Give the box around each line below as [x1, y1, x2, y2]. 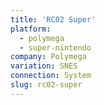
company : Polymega [10, 52, 87, 62]
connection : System [10, 71, 92, 81]
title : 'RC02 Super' [10, 14, 97, 25]
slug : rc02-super [10, 80, 83, 90]
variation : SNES [10, 61, 78, 71]
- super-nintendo [19, 42, 92, 53]
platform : [10, 24, 52, 34]
